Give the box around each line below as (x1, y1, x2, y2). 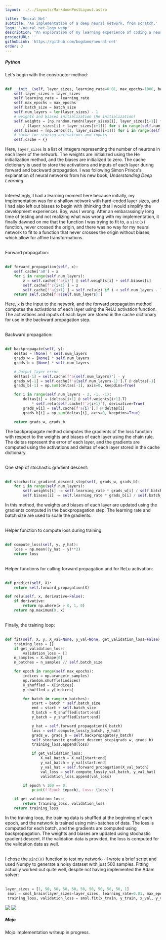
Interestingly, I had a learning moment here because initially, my (5, 193, 135, 199)
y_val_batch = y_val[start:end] (40, 760, 107, 766)
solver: (5, 872, 19, 878)
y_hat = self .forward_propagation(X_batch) (31, 723, 123, 728)
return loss (14, 551, 39, 556)
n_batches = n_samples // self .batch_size (14, 660, 103, 665)
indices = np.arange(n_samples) (23, 673, 90, 679)
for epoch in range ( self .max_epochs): (14, 669, 94, 674)
